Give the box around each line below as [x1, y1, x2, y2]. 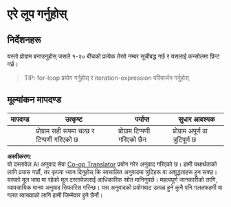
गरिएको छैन [118, 134, 146, 144]
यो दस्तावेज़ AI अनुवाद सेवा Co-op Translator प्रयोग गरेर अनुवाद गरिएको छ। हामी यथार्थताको [7, 160, 217, 168]
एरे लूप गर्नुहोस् [7, 6, 67, 22]
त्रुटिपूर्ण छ [173, 134, 197, 144]
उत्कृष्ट [65, 114, 82, 124]
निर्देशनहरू [7, 34, 41, 45]
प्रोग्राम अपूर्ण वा [173, 126, 208, 135]
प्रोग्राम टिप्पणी [118, 126, 151, 135]
